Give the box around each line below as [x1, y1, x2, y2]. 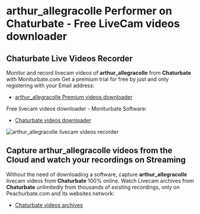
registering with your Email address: [6, 82, 95, 89]
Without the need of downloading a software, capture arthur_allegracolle [6, 170, 187, 178]
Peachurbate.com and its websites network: [6, 189, 115, 197]
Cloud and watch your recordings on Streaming [6, 155, 186, 165]
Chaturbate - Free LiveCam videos [6, 17, 180, 30]
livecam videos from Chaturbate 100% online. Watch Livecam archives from [6, 177, 194, 184]
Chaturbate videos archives [14, 201, 84, 209]
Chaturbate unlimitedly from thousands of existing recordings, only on [6, 184, 180, 191]
